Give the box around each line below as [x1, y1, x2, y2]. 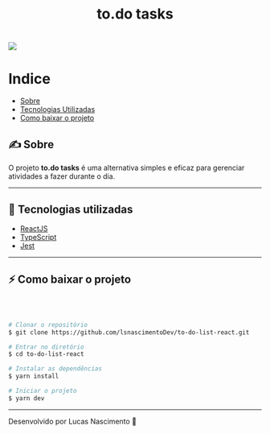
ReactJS [19, 223, 48, 234]
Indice [8, 69, 51, 88]
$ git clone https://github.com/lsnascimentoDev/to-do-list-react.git [8, 328, 250, 337]
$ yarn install [8, 372, 59, 381]
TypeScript [19, 232, 57, 242]
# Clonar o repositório [8, 320, 88, 329]
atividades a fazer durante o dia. [8, 172, 116, 181]
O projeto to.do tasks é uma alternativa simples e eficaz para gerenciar [8, 163, 245, 173]
